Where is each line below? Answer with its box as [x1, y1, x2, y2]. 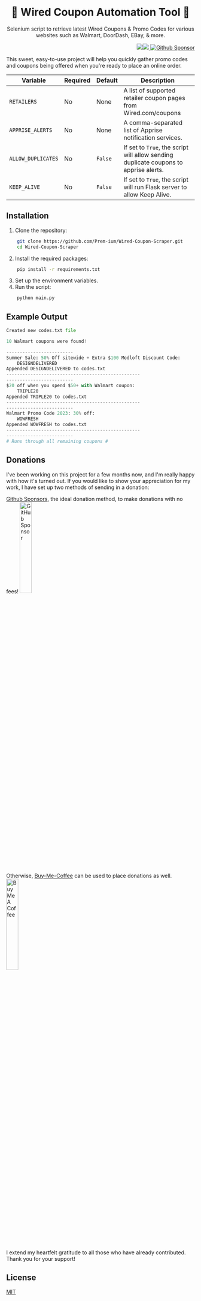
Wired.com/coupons [123, 108, 181, 117]
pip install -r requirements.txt [17, 266, 100, 272]
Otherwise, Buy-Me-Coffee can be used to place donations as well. [6, 872, 172, 879]
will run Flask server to [123, 183, 187, 191]
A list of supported [123, 86, 176, 95]
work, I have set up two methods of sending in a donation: [6, 484, 150, 491]
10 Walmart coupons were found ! [6, 338, 87, 344]
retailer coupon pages [123, 93, 185, 102]
